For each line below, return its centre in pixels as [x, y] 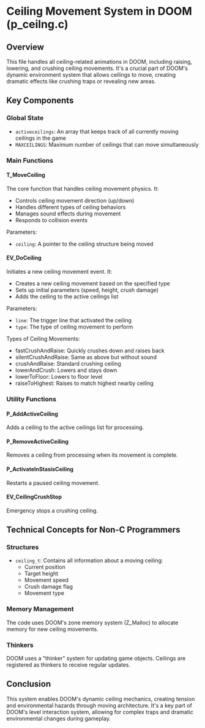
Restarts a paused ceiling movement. [53, 482]
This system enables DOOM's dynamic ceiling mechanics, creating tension [101, 699]
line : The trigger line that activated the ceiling [73, 320]
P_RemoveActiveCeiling [38, 441]
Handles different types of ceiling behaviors [70, 207]
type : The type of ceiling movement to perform [74, 327]
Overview [25, 47]
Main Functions [30, 160]
